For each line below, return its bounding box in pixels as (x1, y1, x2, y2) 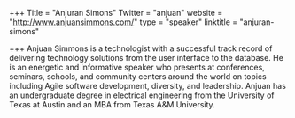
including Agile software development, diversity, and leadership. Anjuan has (9, 81, 286, 91)
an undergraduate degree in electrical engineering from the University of (9, 90, 275, 100)
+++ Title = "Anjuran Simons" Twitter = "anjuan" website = (9, 8, 223, 18)
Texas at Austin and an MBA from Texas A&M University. (9, 100, 215, 109)
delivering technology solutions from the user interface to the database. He (9, 53, 283, 63)
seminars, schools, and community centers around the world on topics (9, 71, 268, 82)
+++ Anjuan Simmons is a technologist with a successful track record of (9, 43, 273, 54)
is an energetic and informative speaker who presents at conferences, (9, 62, 266, 72)
